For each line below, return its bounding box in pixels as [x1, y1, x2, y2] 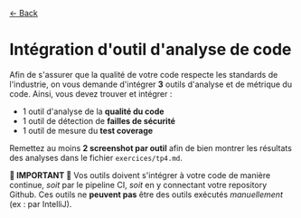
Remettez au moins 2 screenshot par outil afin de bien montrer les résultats [9, 142, 292, 153]
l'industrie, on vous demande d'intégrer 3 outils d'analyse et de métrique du [9, 79, 292, 90]
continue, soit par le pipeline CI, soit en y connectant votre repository [9, 179, 268, 190]
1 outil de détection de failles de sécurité [22, 115, 176, 126]
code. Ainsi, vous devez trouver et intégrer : [9, 88, 173, 99]
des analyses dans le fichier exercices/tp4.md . [9, 152, 183, 163]
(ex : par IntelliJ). [9, 198, 72, 209]
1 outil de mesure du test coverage [22, 125, 154, 136]
